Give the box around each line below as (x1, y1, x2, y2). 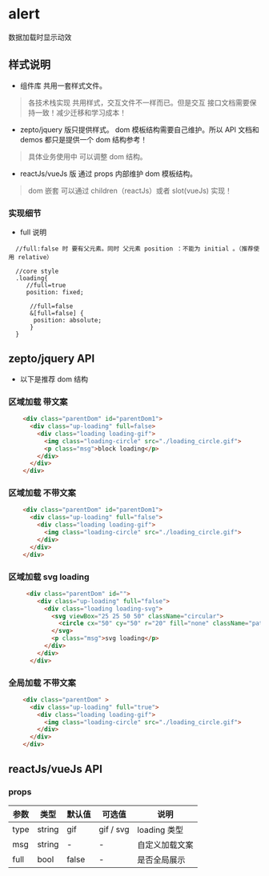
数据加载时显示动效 (8, 32, 72, 42)
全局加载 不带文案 (8, 677, 76, 688)
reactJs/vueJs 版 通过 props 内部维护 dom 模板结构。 (19, 169, 198, 178)
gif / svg (98, 823, 130, 834)
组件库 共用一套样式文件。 (19, 81, 106, 90)
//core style (15, 267, 59, 276)
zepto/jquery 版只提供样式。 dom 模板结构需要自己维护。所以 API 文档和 (19, 125, 259, 134)
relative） (18, 254, 54, 262)
